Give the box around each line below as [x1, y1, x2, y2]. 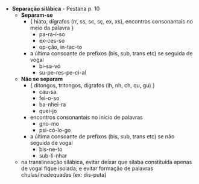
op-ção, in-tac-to [39, 43, 83, 51]
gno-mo [39, 120, 59, 127]
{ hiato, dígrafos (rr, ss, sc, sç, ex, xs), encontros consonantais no [30, 18, 193, 25]
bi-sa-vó [39, 63, 61, 70]
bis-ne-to [39, 146, 63, 153]
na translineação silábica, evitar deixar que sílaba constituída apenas [21, 159, 192, 165]
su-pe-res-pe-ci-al [39, 69, 86, 76]
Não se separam [21, 75, 63, 82]
